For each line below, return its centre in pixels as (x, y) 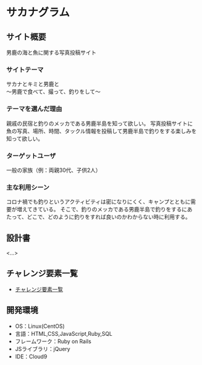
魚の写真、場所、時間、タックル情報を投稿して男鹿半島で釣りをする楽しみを (102, 131)
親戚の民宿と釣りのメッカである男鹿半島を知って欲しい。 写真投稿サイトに (100, 123)
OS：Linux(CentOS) (40, 326)
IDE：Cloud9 (31, 356)
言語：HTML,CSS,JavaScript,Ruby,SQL (64, 333)
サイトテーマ (25, 69)
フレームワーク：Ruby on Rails (53, 341)
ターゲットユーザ (31, 155)
